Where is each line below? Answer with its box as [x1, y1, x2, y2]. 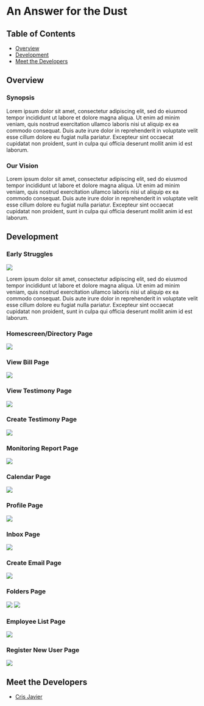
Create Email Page [6, 559, 62, 567]
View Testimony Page [6, 387, 72, 395]
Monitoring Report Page [6, 443, 79, 452]
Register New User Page [6, 646, 80, 654]
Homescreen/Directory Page [6, 329, 93, 337]
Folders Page [6, 587, 46, 596]
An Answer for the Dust [6, 4, 128, 18]
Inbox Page [6, 530, 41, 538]
